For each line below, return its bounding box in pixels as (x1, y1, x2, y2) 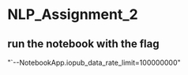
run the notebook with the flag (7, 37, 160, 51)
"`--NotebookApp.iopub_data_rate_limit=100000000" (7, 58, 181, 67)
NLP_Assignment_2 (7, 6, 139, 24)
